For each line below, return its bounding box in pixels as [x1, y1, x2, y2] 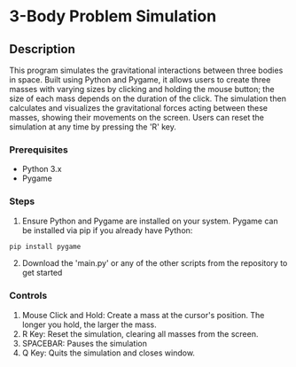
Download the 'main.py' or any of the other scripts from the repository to [21, 258, 288, 269]
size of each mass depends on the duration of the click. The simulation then [9, 93, 286, 104]
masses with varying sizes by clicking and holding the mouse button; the [9, 84, 275, 94]
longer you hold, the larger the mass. [21, 319, 157, 330]
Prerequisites [9, 144, 68, 156]
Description [9, 42, 75, 57]
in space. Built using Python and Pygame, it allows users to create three [9, 74, 271, 85]
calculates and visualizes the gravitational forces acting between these [9, 103, 269, 113]
